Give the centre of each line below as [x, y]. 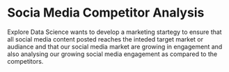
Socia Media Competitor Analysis [106, 13]
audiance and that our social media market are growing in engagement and [115, 46]
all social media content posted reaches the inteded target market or [105, 39]
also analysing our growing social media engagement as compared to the [112, 54]
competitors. [25, 61]
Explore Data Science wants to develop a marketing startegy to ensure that [114, 32]
